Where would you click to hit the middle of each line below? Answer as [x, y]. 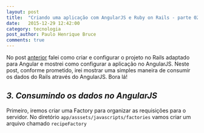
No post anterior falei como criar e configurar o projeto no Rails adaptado [98, 57]
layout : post [23, 12]
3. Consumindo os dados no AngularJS [82, 96]
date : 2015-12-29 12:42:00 [43, 23]
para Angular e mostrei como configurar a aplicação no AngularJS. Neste [98, 64]
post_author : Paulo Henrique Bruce [51, 35]
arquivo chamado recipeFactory [46, 123]
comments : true [25, 40]
